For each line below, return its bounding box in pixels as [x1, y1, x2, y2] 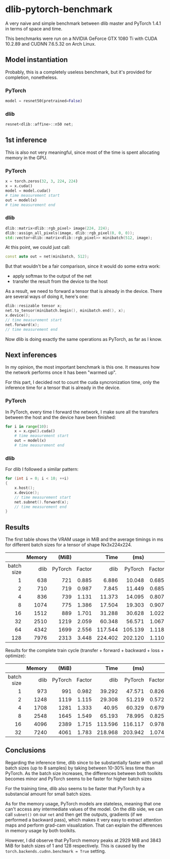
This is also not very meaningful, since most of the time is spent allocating [5, 149, 160, 155]
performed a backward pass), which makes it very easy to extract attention [5, 817, 162, 823]
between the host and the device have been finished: [5, 414, 116, 420]
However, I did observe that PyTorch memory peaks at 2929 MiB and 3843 [5, 837, 161, 843]
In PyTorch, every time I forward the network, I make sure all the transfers [5, 409, 158, 415]
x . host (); [14, 486, 35, 491]
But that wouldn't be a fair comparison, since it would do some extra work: [5, 263, 161, 269]
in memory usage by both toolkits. [5, 827, 76, 833]
